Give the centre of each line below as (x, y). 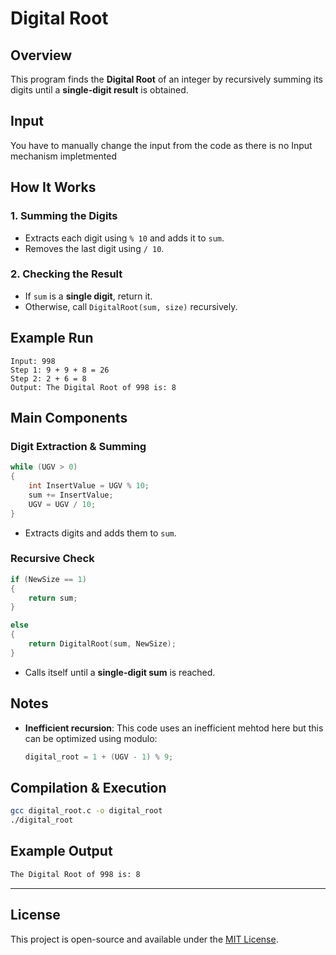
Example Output (61, 851)
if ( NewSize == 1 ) (48, 579)
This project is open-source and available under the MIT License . (144, 939)
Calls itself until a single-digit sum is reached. (120, 672)
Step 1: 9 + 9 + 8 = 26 (60, 370)
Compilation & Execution (88, 787)
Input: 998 (33, 361)
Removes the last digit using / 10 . (94, 248)
